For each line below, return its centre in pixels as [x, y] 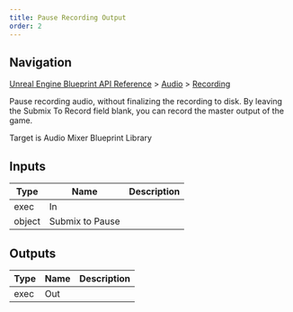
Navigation [40, 62]
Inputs [28, 166]
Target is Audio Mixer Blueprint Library [81, 138]
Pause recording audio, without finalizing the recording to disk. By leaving [146, 102]
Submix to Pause [84, 221]
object [27, 221]
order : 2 [26, 26]
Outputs [33, 253]
